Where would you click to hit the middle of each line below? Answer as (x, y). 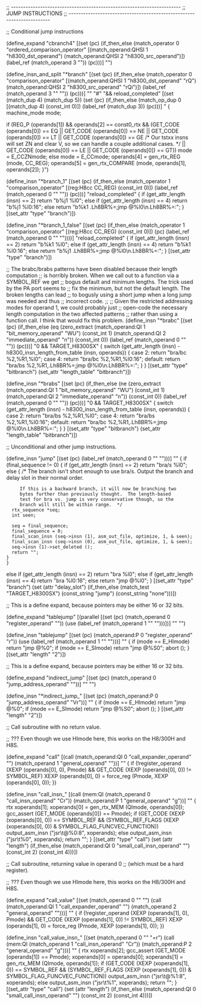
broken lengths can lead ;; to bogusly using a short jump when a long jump (99, 295)
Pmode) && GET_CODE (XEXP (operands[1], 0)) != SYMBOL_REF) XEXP (94, 919)
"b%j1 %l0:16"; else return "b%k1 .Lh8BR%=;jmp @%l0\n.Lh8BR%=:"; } (95, 207)
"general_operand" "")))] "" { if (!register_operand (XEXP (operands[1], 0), (98, 913)
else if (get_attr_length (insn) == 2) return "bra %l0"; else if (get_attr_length (100, 574)
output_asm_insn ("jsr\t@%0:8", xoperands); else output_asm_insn (89, 833)
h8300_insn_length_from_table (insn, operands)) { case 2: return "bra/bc (96, 352)
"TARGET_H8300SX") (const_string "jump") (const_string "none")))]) (91, 593)
